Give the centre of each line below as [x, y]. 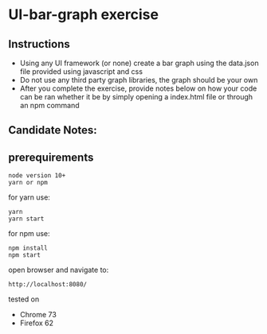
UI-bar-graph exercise [84, 15]
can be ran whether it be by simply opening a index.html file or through [136, 97]
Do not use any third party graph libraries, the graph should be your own [139, 80]
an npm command [49, 105]
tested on [24, 299]
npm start [25, 255]
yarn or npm [28, 183]
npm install [28, 248]
